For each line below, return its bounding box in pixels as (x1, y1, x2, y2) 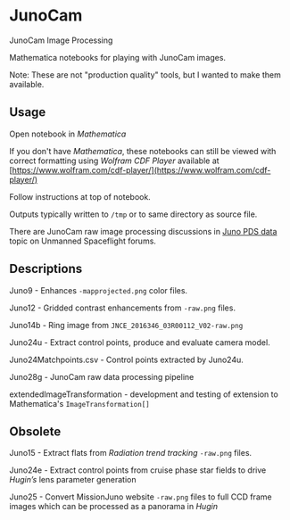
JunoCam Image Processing (9, 35, 113, 45)
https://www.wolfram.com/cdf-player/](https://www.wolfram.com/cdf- (12, 164, 271, 175)
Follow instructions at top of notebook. (9, 191, 152, 202)
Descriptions (9, 261, 83, 277)
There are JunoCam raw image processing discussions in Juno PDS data (9, 226, 278, 236)
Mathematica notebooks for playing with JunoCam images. (9, 52, 226, 62)
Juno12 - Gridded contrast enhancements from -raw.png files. (9, 302, 236, 313)
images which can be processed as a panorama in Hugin (9, 501, 219, 512)
